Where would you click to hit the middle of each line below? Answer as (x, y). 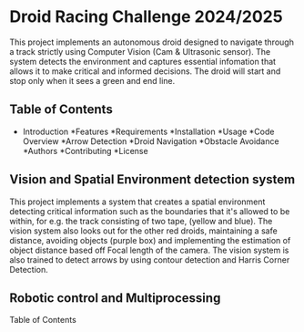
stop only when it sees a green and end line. (92, 80)
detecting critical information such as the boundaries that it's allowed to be (150, 211)
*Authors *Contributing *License (85, 150)
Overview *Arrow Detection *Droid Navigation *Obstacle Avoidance (151, 141)
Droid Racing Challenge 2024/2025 (147, 17)
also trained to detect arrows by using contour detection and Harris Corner (150, 259)
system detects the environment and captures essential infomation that (142, 61)
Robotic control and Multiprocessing (115, 298)
